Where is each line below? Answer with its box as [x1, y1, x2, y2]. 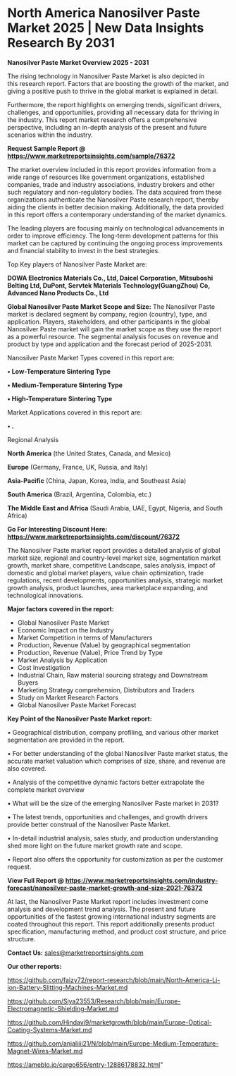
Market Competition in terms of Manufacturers [17, 633, 153, 642]
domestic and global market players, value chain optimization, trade [7, 568, 204, 577]
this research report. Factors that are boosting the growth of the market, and [7, 79, 229, 87]
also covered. [7, 764, 47, 773]
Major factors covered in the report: [7, 604, 114, 613]
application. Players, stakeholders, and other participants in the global [7, 317, 210, 326]
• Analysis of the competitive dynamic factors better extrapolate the [7, 778, 205, 786]
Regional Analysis [7, 435, 59, 444]
